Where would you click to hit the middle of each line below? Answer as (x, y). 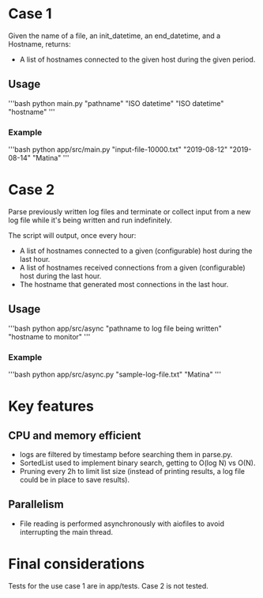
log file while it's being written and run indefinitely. (90, 220)
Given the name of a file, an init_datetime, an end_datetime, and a (115, 36)
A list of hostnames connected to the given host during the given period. (137, 59)
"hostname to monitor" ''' (49, 336)
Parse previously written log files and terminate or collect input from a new (130, 211)
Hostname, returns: (39, 44)
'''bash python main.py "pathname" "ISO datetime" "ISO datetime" (116, 103)
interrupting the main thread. (66, 532)
